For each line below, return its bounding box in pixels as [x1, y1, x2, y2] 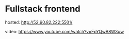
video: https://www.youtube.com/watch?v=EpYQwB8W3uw [5, 28, 124, 34]
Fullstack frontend [5, 3, 81, 14]
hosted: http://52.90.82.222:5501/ [5, 19, 73, 25]
